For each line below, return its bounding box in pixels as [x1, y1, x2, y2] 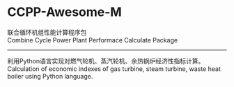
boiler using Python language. [7, 72, 93, 80]
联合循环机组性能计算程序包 [7, 28, 87, 36]
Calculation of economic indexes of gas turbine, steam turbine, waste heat [7, 64, 221, 73]
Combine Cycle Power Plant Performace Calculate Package [7, 35, 178, 44]
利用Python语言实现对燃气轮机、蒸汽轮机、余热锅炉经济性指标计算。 [7, 56, 205, 65]
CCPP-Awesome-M [7, 4, 122, 20]
